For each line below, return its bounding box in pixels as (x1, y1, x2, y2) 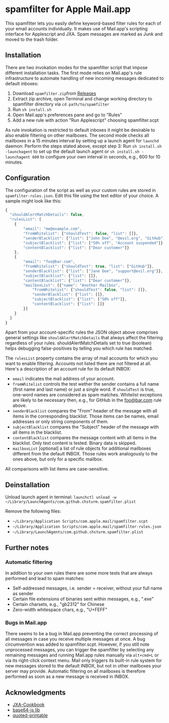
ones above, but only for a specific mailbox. (12, 456, 103, 462)
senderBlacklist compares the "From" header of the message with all (12, 408, 157, 414)
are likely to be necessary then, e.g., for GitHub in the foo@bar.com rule (12, 397, 162, 403)
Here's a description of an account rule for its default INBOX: (5, 366, 131, 372)
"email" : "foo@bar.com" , (23, 259, 75, 265)
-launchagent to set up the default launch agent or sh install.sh (5, 148, 140, 154)
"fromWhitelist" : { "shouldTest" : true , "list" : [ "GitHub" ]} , (23, 264, 154, 269)
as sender (12, 590, 34, 596)
